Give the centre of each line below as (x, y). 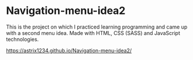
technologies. (23, 39)
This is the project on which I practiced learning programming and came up (97, 27)
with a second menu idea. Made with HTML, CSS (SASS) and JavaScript (93, 33)
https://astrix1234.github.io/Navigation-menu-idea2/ (69, 50)
